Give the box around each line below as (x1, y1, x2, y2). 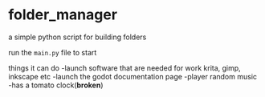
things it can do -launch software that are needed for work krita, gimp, (8, 63, 241, 73)
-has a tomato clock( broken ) (8, 80, 104, 90)
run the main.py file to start (8, 47, 97, 57)
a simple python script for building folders (8, 32, 147, 42)
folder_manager (8, 6, 118, 24)
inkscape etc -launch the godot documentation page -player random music (8, 71, 258, 81)
